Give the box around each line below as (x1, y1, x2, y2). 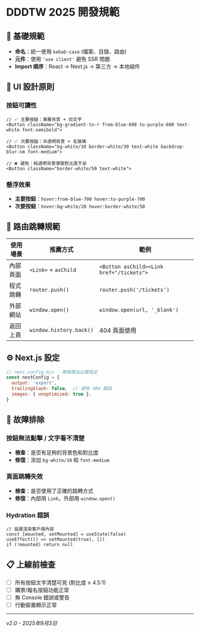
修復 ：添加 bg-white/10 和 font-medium (14, 456, 110, 463)
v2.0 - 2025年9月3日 (6, 619, 58, 627)
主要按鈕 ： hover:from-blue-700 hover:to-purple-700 (14, 195, 145, 202)
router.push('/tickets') (99, 286, 170, 293)
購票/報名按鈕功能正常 (14, 587, 70, 594)
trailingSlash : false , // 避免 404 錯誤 (11, 386, 112, 392)
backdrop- (160, 144, 185, 150)
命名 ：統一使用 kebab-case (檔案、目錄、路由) (14, 48, 127, 55)
